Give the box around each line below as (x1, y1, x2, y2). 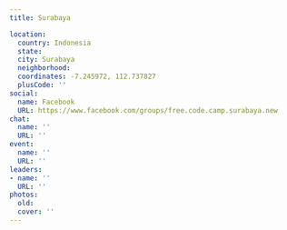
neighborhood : (17, 64, 71, 73)
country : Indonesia (17, 38, 92, 47)
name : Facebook (17, 97, 75, 106)
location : (9, 29, 47, 39)
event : (9, 140, 35, 149)
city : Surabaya (17, 55, 75, 65)
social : (9, 88, 39, 98)
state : (17, 46, 43, 55)
